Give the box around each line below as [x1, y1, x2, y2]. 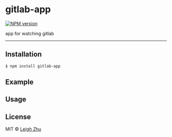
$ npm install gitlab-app [5, 63, 60, 68]
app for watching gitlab [5, 30, 54, 36]
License [5, 112, 31, 121]
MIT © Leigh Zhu [5, 126, 41, 132]
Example [5, 78, 34, 86]
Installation [5, 50, 42, 59]
